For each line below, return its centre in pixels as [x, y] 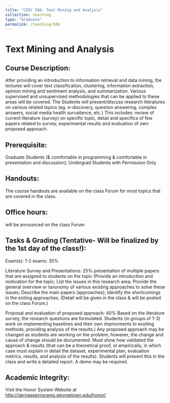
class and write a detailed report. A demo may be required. [67, 361]
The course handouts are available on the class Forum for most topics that [83, 191]
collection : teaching [28, 15]
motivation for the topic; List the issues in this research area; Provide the [81, 281]
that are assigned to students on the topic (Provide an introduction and [79, 276]
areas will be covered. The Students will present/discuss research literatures [85, 102]
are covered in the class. [31, 196]
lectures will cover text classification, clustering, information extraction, [80, 86]
